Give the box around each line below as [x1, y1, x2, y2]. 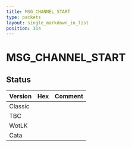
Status [6, 74, 32, 85]
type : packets [6, 14, 42, 20]
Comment [54, 92, 83, 101]
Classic [9, 102, 30, 111]
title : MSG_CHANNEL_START [6, 8, 70, 15]
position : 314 [6, 25, 42, 32]
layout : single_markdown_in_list [6, 20, 89, 26]
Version [9, 92, 32, 101]
